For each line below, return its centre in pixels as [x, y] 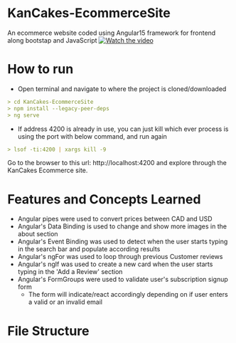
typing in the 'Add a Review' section [70, 272]
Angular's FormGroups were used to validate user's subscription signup [123, 280]
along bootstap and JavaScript [52, 40]
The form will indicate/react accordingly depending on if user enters [128, 295]
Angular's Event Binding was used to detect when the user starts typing [123, 242]
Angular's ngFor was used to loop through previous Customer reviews [120, 257]
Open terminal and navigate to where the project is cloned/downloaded [122, 89]
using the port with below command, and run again [92, 136]
